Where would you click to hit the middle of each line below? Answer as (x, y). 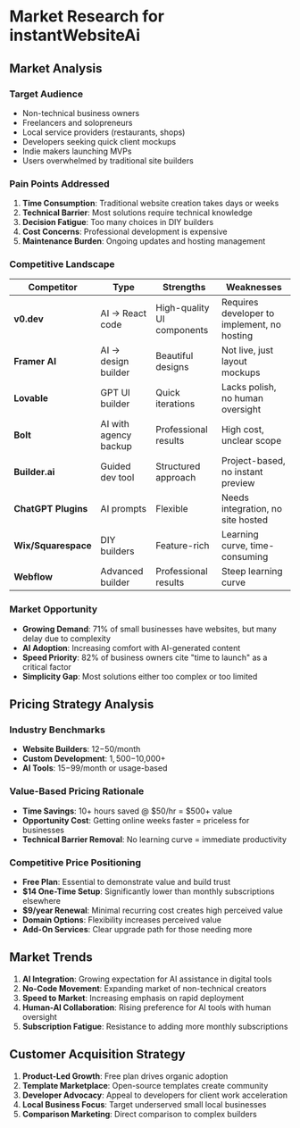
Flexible (172, 509)
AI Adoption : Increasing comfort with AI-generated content (131, 648)
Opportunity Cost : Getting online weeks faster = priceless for (136, 820)
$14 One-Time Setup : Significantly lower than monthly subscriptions (148, 891)
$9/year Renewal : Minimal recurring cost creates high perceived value (152, 911)
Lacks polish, (249, 388)
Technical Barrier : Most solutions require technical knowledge (137, 213)
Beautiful (175, 356)
